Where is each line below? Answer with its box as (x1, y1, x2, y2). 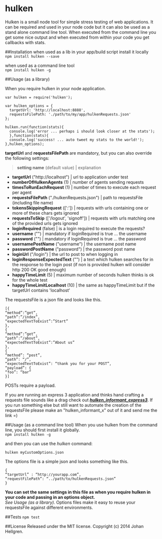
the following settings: (5, 155, 49, 161)
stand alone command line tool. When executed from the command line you (5, 29, 156, 35)
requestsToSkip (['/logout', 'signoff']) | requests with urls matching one (12, 215, 155, 221)
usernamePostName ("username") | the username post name (12, 241, 137, 247)
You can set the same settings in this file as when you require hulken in (5, 489, 151, 495)
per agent (12, 190, 32, 195)
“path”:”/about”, (5, 335, 40, 341)
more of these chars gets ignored (12, 210, 79, 216)
